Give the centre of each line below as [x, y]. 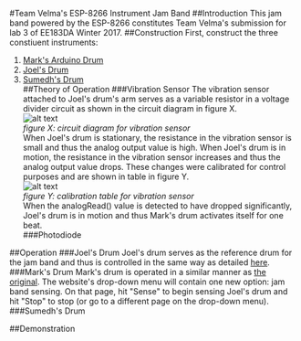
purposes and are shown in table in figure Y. [106, 176]
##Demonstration [42, 329]
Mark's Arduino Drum [63, 60]
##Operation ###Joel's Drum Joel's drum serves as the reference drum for [151, 252]
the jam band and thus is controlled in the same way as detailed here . [140, 262]
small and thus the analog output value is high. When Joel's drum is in [154, 147]
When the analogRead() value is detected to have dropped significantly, [157, 206]
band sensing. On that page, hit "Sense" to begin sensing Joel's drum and [149, 291]
